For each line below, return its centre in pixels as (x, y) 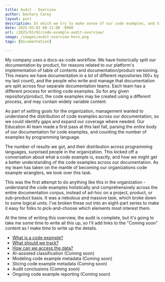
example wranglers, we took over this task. (48, 173)
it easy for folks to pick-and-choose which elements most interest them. (78, 208)
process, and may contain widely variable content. (56, 102)
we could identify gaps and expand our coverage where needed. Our (75, 121)
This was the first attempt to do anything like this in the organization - (75, 182)
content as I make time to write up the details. (51, 228)
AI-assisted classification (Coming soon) (53, 253)
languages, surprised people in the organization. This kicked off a (71, 152)
